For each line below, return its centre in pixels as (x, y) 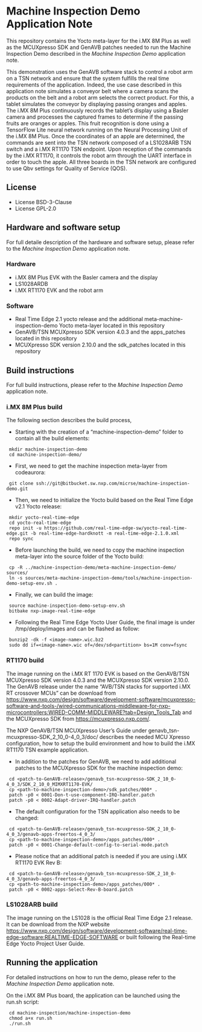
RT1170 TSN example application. (48, 750)
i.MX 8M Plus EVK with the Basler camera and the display (86, 277)
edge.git (17, 534)
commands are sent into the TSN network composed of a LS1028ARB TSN (99, 142)
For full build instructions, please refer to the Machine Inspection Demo (95, 385)
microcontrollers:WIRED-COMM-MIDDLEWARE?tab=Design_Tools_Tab (94, 712)
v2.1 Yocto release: (38, 506)
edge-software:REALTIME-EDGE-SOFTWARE (62, 937)
